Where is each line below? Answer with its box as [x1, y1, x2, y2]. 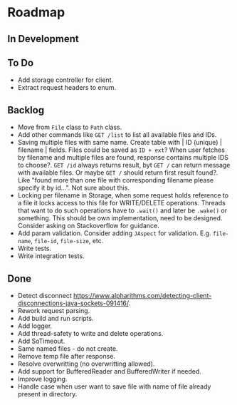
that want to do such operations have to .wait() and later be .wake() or [17, 206, 228, 215]
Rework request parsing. [17, 307, 90, 315]
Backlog [7, 104, 45, 116]
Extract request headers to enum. [17, 83, 117, 92]
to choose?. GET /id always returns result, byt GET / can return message [17, 161, 231, 170]
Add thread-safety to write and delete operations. [17, 329, 164, 338]
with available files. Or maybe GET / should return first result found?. [17, 168, 218, 177]
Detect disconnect [17, 292, 73, 300]
